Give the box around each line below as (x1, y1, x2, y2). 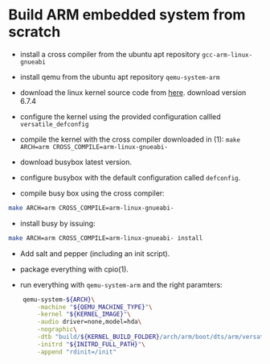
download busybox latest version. (19, 157, 133, 167)
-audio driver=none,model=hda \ (37, 318, 142, 326)
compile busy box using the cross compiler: (19, 188, 165, 198)
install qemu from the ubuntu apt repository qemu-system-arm (19, 72, 220, 81)
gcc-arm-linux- (202, 51, 253, 59)
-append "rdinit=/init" (37, 348, 117, 356)
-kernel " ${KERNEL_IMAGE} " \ (37, 310, 131, 319)
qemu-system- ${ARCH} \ (22, 296, 95, 304)
